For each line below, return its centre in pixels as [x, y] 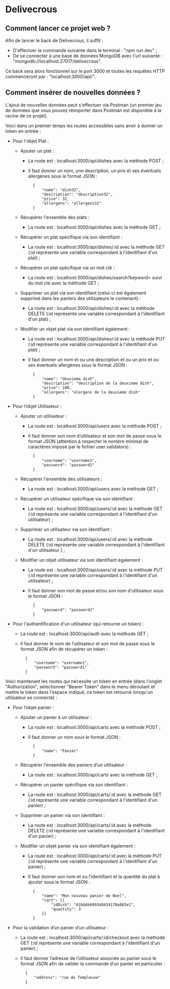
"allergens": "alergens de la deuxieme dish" [91, 392]
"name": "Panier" [60, 751]
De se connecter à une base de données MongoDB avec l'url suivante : [87, 56]
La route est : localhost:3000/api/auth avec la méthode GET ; [84, 634]
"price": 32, [56, 199]
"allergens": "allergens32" [71, 203]
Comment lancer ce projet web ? [58, 28]
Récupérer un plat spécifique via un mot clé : [67, 268]
